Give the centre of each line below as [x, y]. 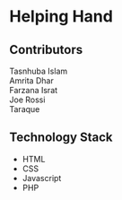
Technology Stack [61, 138]
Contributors [46, 50]
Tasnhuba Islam [39, 71]
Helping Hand [61, 17]
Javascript [42, 178]
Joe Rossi [27, 100]
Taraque [25, 109]
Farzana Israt [34, 90]
